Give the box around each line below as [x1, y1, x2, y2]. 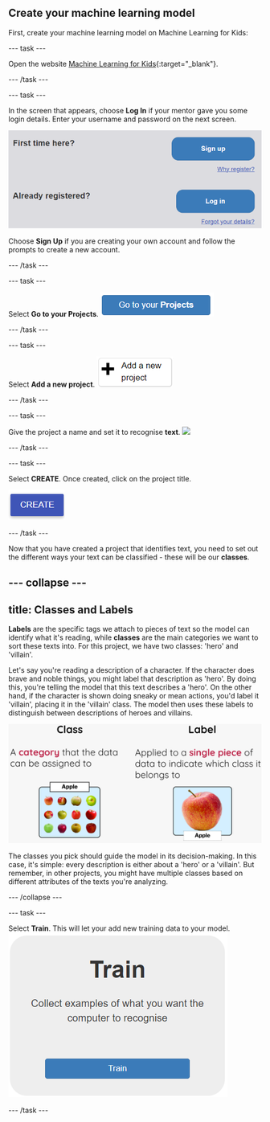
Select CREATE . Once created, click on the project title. [8, 474, 191, 484]
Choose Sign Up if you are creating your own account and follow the [8, 236, 235, 246]
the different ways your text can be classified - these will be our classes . [8, 552, 250, 562]
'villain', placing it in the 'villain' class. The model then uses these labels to [8, 699, 254, 710]
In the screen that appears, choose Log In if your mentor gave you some [8, 105, 247, 115]
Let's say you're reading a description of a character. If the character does [8, 665, 255, 675]
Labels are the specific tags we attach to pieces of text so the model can [8, 624, 250, 634]
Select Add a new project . [8, 379, 96, 389]
